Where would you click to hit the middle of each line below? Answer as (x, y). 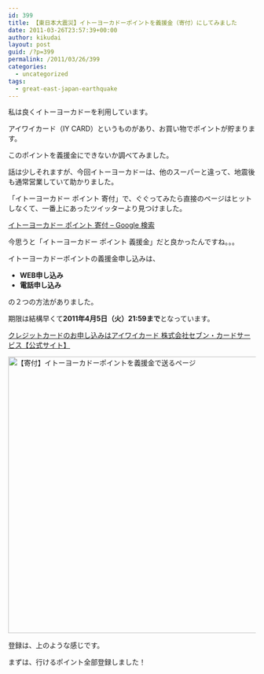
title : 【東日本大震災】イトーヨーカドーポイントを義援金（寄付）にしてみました (123, 23)
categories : (27, 67)
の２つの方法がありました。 (53, 302)
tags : (17, 81)
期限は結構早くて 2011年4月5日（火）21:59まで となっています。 (111, 319)
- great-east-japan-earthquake (66, 89)
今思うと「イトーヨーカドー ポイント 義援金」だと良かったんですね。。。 (124, 242)
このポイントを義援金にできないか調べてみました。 (91, 155)
